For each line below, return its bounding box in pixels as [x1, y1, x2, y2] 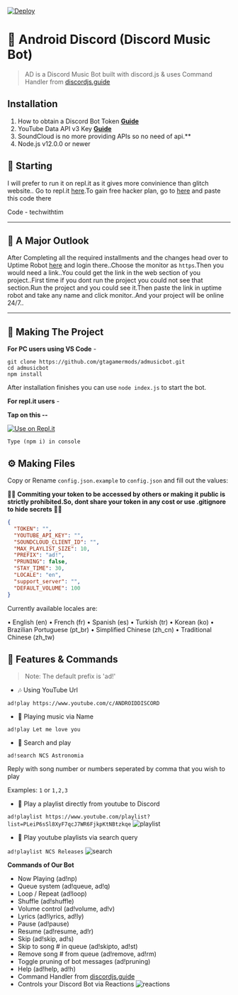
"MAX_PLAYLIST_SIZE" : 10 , [13, 545, 91, 552]
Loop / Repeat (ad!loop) [17, 889, 87, 898]
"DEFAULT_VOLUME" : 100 [13, 585, 81, 592]
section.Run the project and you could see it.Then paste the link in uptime [7, 283, 222, 292]
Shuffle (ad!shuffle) [17, 897, 74, 906]
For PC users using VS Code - [7, 344, 97, 354]
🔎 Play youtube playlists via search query [17, 833, 138, 842]
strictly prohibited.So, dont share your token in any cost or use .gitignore [7, 497, 227, 506]
